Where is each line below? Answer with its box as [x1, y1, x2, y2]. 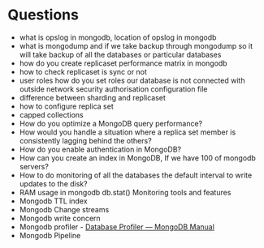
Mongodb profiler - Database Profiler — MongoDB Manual [19, 221, 214, 232]
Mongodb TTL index [19, 196, 88, 206]
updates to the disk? [19, 178, 88, 188]
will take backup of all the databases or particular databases [19, 49, 222, 59]
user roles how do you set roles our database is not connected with [19, 75, 245, 85]
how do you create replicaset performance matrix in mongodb [19, 58, 228, 68]
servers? [19, 161, 50, 171]
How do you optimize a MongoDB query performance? [19, 118, 203, 128]
